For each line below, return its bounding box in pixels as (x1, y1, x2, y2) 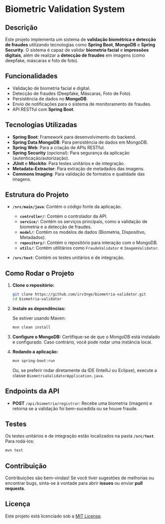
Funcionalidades (5, 72, 58, 81)
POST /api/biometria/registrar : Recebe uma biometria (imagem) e (12, 400, 153, 406)
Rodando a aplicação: (12, 349, 59, 354)
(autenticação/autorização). (12, 155, 70, 161)
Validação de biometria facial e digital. (12, 85, 91, 91)
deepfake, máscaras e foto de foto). (5, 58, 79, 63)
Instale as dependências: (12, 306, 66, 311)
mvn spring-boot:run (12, 358, 55, 363)
